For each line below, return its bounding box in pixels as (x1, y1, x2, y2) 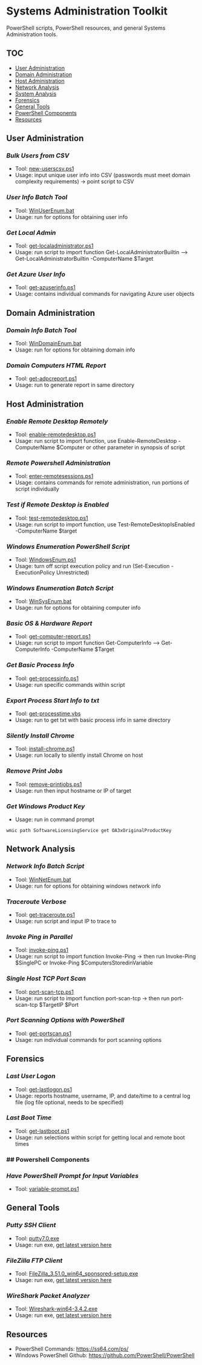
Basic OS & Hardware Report (6, 619, 93, 627)
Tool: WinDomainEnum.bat (15, 340, 82, 347)
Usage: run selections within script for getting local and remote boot (15, 1133, 186, 1141)
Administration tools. (6, 30, 58, 38)
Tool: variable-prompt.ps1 (15, 1185, 79, 1193)
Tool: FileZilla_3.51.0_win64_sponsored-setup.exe (15, 1270, 138, 1277)
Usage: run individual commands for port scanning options (15, 1036, 162, 1043)
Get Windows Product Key (6, 802, 85, 810)
